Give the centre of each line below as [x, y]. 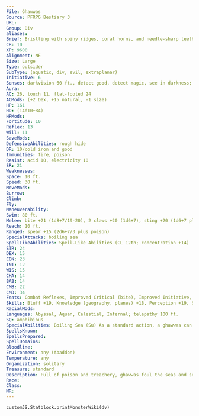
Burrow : [16, 193]
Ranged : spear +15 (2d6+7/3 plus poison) [58, 231]
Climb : [14, 199]
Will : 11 [17, 133]
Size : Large [21, 61]
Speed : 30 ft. [24, 182]
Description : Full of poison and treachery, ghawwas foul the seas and [96, 375]
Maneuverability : [28, 210]
